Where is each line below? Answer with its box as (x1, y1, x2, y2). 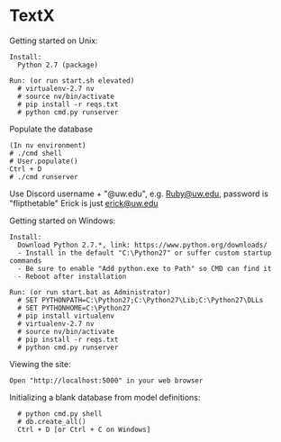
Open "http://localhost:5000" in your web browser (9, 375, 204, 385)
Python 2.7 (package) (17, 60, 99, 69)
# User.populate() (9, 157, 78, 166)
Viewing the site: (9, 358, 71, 369)
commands (9, 256, 42, 266)
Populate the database (9, 123, 93, 134)
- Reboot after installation (17, 272, 127, 281)
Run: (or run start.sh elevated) (9, 76, 135, 86)
